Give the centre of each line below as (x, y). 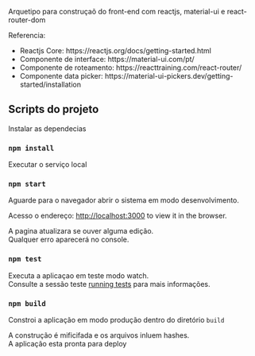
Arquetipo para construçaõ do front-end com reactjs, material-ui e (117, 12)
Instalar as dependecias (47, 128)
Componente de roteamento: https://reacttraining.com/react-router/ (131, 68)
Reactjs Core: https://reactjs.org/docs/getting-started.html (116, 50)
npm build (27, 304)
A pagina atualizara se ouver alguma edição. (81, 231)
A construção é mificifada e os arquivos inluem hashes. (99, 335)
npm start (27, 184)
